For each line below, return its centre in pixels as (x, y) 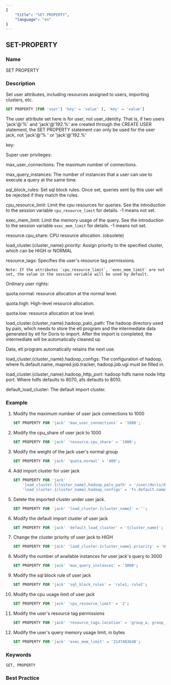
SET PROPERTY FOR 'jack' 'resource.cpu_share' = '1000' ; (75, 442)
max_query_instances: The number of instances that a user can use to (79, 175)
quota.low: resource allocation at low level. (50, 314)
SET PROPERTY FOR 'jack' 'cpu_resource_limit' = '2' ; (71, 604)
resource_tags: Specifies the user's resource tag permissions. (71, 261)
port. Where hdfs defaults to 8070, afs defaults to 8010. (64, 380)
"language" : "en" (33, 19)
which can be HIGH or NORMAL (39, 251)
